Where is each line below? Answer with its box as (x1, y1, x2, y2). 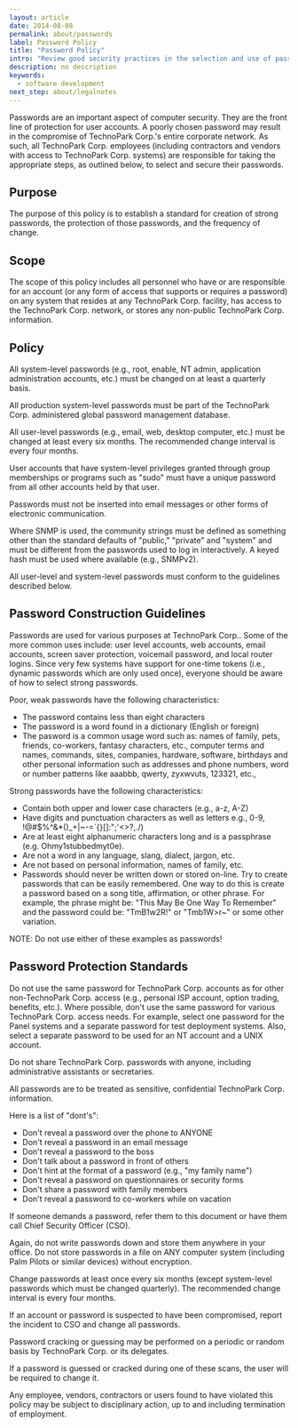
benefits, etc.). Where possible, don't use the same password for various (9, 1001, 276, 1012)
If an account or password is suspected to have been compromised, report (9, 1309, 283, 1320)
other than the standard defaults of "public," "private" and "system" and (9, 534, 272, 545)
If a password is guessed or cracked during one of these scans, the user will (9, 1362, 289, 1374)
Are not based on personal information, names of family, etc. (21, 859, 244, 870)
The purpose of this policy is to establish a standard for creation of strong (9, 208, 278, 219)
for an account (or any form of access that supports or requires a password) (9, 286, 288, 297)
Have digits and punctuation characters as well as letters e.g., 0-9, (21, 812, 266, 822)
